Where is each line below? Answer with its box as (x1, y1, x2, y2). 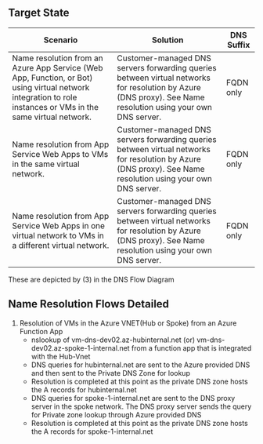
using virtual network (12, 82, 90, 93)
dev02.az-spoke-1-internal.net (31, 343, 131, 352)
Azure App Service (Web (12, 62, 103, 73)
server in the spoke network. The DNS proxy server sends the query (31, 402, 252, 411)
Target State (8, 6, 70, 20)
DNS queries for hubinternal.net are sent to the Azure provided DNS (31, 360, 250, 369)
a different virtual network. (12, 239, 110, 250)
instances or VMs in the (12, 101, 99, 112)
